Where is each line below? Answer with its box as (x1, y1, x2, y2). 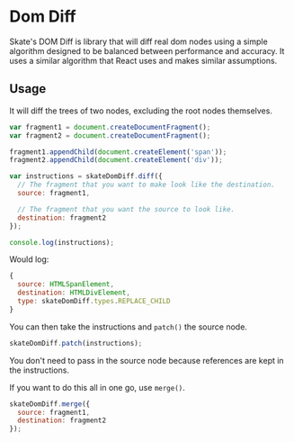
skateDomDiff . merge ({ (9, 399, 91, 409)
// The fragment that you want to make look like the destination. (17, 180, 276, 190)
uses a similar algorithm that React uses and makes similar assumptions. (9, 55, 278, 66)
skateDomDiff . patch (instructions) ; (9, 338, 143, 347)
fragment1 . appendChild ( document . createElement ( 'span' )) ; (9, 147, 227, 157)
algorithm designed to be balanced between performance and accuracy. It (9, 45, 285, 56)
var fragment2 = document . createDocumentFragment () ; (9, 131, 211, 140)
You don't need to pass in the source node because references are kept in (9, 355, 285, 365)
